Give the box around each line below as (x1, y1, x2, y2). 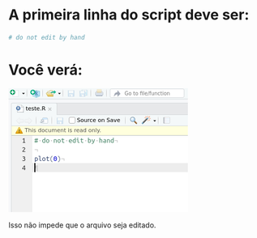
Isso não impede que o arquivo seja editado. (8, 220, 156, 230)
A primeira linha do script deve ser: (8, 6, 250, 24)
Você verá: (8, 61, 83, 79)
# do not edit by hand (8, 33, 85, 41)
